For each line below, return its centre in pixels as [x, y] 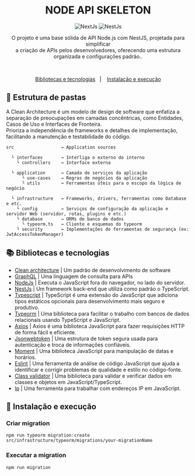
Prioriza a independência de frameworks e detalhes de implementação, [92, 130]
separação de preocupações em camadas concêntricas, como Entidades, [95, 118]
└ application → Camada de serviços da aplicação [79, 173]
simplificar [98, 44]
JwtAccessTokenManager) [35, 234]
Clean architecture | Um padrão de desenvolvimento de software [93, 270]
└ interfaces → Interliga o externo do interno [78, 157]
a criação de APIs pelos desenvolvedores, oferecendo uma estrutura [98, 50]
